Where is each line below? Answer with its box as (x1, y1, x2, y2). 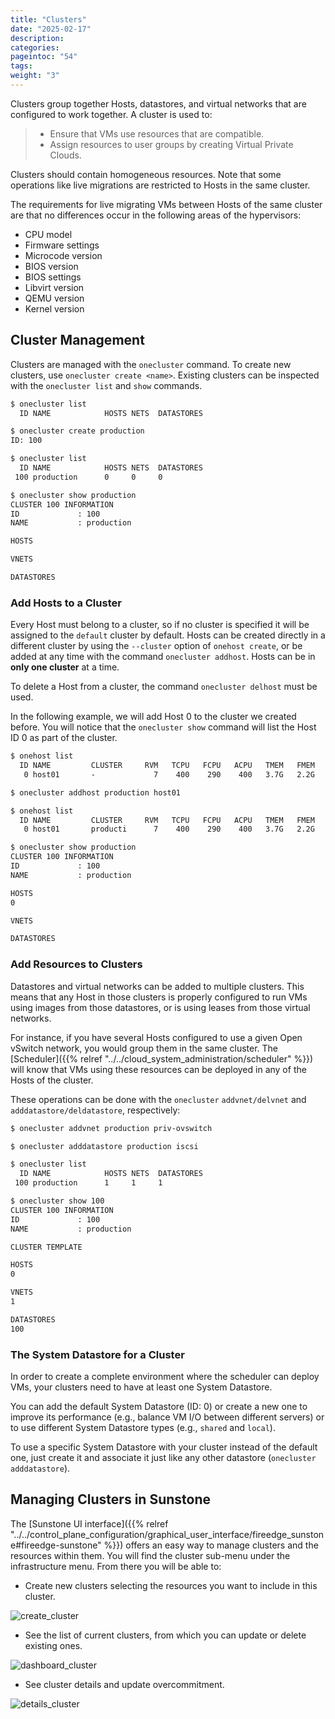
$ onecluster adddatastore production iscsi (10, 1141, 199, 1151)
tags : (10, 61, 33, 71)
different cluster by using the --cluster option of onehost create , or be (10, 640, 303, 652)
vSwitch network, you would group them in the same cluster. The (10, 1042, 279, 1054)
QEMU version (24, 292, 85, 304)
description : (10, 33, 65, 43)
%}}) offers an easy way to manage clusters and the (103, 1539, 319, 1551)
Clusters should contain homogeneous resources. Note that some (10, 168, 282, 180)
